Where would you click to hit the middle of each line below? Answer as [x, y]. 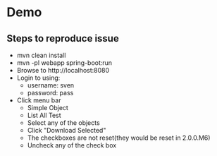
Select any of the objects [63, 123]
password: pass [50, 93]
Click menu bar [39, 100]
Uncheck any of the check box [72, 145]
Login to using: [38, 78]
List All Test [44, 115]
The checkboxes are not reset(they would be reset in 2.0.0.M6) [119, 138]
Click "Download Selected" [67, 130]
